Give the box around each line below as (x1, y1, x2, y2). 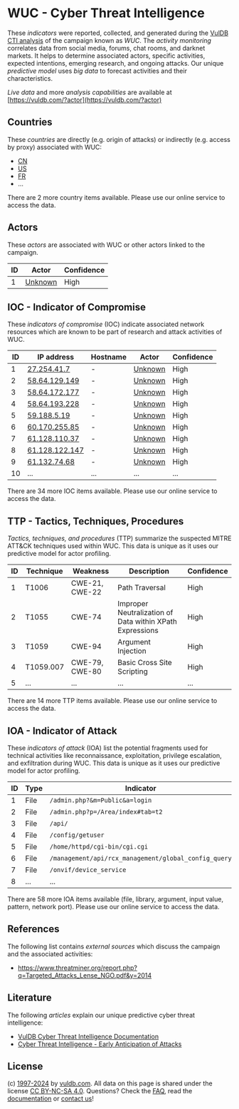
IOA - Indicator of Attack (7, 724, 117, 736)
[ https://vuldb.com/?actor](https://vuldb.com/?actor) (7, 95, 162, 104)
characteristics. (7, 74, 53, 83)
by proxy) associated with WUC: (7, 143, 102, 151)
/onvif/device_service (49, 866, 127, 873)
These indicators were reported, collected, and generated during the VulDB (7, 29, 229, 37)
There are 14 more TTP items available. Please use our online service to (7, 697, 218, 705)
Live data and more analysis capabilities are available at (7, 88, 172, 96)
